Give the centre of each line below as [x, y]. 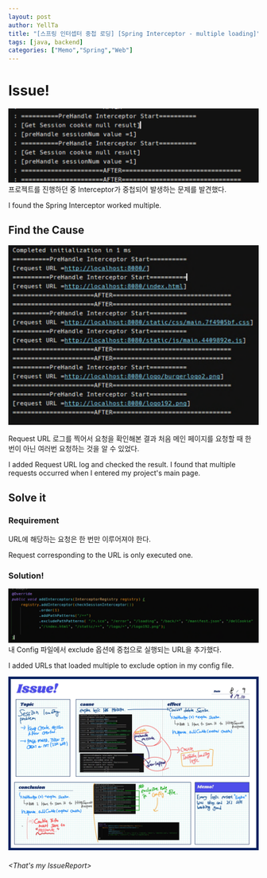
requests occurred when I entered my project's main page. [104, 473]
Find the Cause [46, 230]
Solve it [27, 498]
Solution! [26, 576]
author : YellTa [33, 25]
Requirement [34, 521]
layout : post [30, 17]
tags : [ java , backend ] [46, 42]
